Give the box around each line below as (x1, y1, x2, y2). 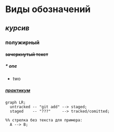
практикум (5, 87, 30, 93)
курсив (5, 24, 29, 32)
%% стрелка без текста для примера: (5, 118, 83, 123)
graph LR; (5, 100, 26, 105)
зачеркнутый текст (5, 52, 49, 58)
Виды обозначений (5, 4, 91, 15)
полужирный (5, 39, 40, 46)
